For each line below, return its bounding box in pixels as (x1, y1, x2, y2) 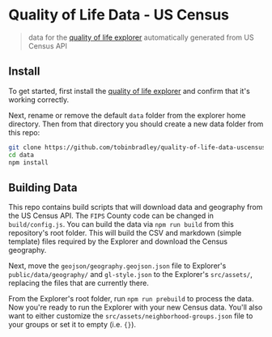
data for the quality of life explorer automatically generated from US (28, 32, 254, 42)
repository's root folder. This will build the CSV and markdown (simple (8, 228, 242, 238)
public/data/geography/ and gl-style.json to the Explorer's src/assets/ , (8, 270, 253, 279)
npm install (8, 158, 49, 167)
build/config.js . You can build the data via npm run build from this (8, 220, 235, 229)
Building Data (8, 181, 78, 194)
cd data (8, 151, 35, 159)
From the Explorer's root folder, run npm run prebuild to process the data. (8, 294, 254, 304)
